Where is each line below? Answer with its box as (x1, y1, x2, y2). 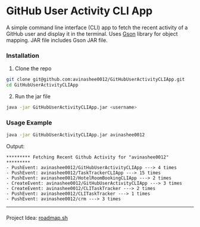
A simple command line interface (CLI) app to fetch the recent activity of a (6, 24, 188, 31)
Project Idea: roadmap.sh (6, 214, 68, 221)
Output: (6, 143, 25, 150)
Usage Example (6, 118, 52, 126)
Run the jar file (14, 92, 51, 99)
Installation (6, 51, 40, 60)
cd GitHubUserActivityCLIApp (6, 82, 79, 88)
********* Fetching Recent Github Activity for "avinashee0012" (6, 154, 169, 160)
